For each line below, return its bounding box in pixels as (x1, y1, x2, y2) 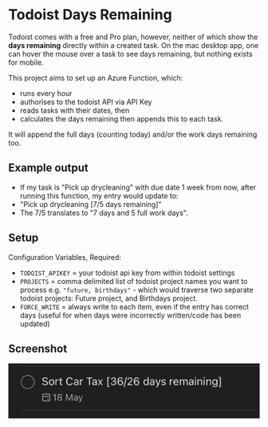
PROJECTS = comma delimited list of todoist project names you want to (19, 276, 248, 285)
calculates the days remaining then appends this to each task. (19, 114, 224, 123)
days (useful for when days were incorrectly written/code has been (19, 310, 242, 320)
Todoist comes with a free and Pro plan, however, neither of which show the (8, 32, 258, 42)
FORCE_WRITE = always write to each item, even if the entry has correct (19, 301, 250, 311)
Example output (8, 162, 89, 175)
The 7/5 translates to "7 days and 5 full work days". (19, 208, 189, 217)
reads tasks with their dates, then (19, 106, 130, 115)
